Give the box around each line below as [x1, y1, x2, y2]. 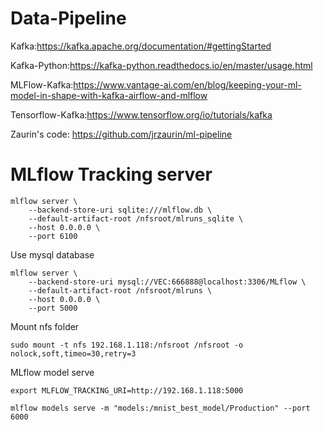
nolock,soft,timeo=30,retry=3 [10, 348, 137, 359]
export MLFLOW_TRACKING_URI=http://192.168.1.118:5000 [10, 385, 244, 396]
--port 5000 [28, 303, 78, 313]
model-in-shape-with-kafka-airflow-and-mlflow [10, 89, 208, 101]
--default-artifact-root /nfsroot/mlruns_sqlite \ [28, 213, 244, 224]
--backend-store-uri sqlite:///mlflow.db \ [28, 205, 213, 215]
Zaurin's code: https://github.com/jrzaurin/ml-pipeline [10, 128, 233, 140]
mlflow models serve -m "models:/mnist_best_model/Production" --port [10, 403, 311, 413]
